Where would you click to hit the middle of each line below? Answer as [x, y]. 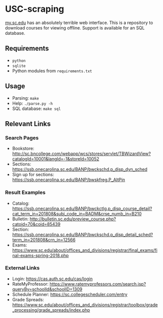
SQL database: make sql [36, 108]
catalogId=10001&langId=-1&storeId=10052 [56, 159]
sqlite [19, 66]
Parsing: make [25, 98]
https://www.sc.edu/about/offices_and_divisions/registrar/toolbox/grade [85, 305]
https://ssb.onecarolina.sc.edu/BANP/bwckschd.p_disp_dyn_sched [80, 169]
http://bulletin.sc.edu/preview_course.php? [73, 219]
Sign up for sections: [33, 175]
